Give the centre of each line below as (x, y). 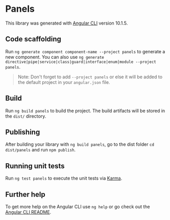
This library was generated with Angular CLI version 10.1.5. (67, 23)
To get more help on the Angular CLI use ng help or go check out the (78, 207)
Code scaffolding (33, 39)
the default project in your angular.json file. (64, 82)
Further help (26, 194)
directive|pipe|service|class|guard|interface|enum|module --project (81, 62)
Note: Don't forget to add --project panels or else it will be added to (90, 77)
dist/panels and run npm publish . (40, 150)
